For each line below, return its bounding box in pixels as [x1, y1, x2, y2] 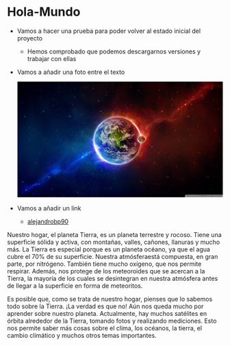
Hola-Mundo [7, 4, 81, 20]
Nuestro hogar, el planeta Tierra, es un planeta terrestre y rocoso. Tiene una [7, 231, 222, 239]
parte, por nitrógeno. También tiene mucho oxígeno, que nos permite [7, 260, 202, 268]
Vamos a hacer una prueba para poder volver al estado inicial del [16, 27, 201, 35]
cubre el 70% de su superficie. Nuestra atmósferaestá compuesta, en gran [7, 253, 218, 261]
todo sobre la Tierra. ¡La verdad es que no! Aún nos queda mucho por [7, 302, 204, 310]
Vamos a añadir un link [16, 204, 81, 212]
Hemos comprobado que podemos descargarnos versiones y [27, 47, 201, 55]
